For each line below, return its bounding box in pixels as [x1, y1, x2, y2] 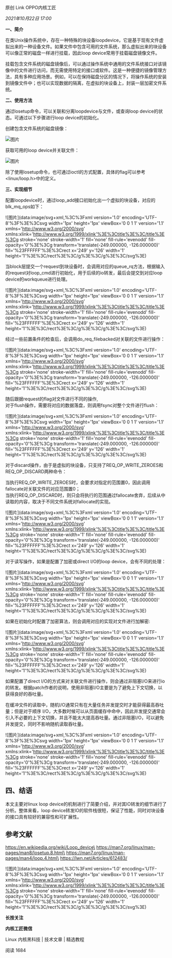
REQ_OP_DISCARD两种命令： [5, 469, 67, 475]
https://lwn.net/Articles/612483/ [60, 855, 127, 861]
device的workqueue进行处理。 [5, 276, 70, 282]
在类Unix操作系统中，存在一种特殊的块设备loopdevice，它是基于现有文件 [5, 37, 160, 43]
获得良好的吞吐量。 [5, 691, 46, 697]
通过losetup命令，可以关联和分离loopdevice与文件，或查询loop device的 [5, 108, 159, 114]
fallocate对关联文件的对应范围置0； [5, 486, 80, 492]
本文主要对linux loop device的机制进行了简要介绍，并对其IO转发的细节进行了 [5, 801, 167, 807]
